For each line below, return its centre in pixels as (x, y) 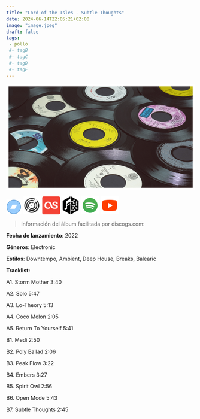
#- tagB (18, 51)
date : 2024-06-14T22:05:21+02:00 (48, 19)
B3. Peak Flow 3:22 (30, 363)
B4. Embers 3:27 (27, 375)
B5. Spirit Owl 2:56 (29, 387)
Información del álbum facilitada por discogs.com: (83, 224)
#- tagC (18, 57)
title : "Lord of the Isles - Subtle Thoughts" (65, 13)
